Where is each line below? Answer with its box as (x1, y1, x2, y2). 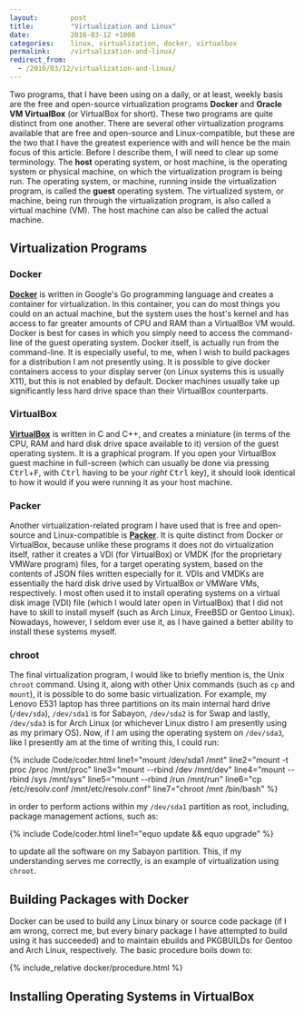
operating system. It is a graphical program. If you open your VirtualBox (9, 447, 277, 459)
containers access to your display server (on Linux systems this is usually (9, 365, 285, 377)
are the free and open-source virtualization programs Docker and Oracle (9, 98, 283, 109)
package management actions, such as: (9, 810, 159, 822)
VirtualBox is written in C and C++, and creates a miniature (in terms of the (9, 428, 290, 439)
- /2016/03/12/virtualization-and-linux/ (17, 65, 177, 74)
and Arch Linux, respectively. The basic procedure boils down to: (9, 945, 252, 956)
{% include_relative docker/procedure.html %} (9, 962, 183, 973)
